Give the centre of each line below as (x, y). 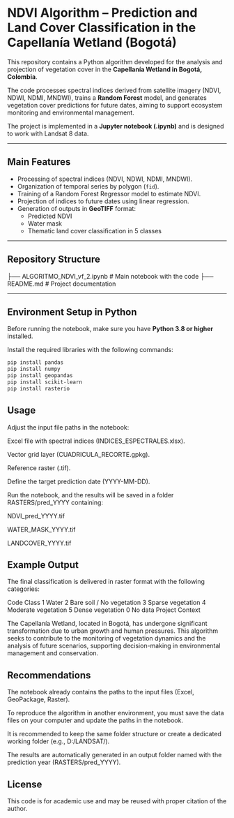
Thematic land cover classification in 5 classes (95, 231)
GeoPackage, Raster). (39, 699)
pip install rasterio (39, 388)
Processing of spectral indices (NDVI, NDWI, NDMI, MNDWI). (105, 179)
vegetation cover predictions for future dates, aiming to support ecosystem (115, 105)
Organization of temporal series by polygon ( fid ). (88, 186)
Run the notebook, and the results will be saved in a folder (91, 495)
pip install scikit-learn (45, 382)
